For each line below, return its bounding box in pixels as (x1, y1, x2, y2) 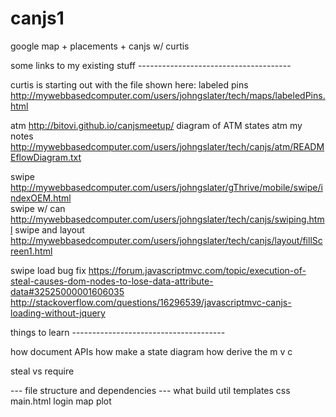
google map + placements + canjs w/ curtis (10, 40, 190, 52)
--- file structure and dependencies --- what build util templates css (10, 384, 291, 396)
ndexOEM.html (10, 192, 72, 204)
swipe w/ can (10, 202, 66, 214)
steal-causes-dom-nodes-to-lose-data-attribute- (10, 275, 214, 287)
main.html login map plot (10, 395, 112, 407)
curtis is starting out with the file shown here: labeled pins (10, 78, 249, 91)
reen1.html (10, 245, 53, 257)
